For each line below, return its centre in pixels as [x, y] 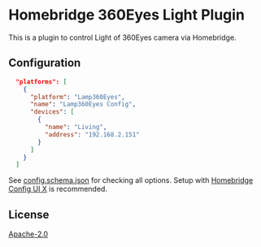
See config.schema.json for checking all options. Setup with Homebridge [131, 180]
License [29, 214]
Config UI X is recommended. [58, 189]
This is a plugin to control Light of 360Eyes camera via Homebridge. [123, 37]
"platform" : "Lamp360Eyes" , [78, 97]
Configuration [45, 63]
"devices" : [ [52, 112]
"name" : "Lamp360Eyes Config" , [83, 104]
